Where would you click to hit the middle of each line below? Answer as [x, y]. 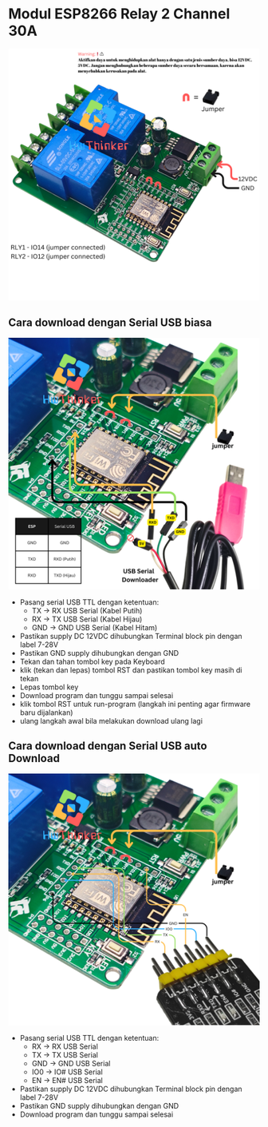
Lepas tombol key [49, 687]
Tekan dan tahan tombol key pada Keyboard [92, 661]
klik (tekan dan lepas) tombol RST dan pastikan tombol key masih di [131, 670]
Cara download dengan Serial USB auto [108, 746]
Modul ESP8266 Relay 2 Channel [119, 14]
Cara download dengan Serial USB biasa [110, 323]
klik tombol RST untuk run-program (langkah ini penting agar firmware [135, 704]
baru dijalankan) [46, 712]
